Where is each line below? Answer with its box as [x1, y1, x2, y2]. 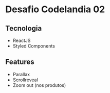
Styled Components [12, 43, 56, 49]
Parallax [12, 71, 30, 77]
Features [5, 58, 34, 66]
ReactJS [12, 37, 31, 43]
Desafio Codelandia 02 [5, 4, 105, 15]
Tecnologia [5, 24, 42, 33]
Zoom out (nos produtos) [12, 82, 66, 88]
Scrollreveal [12, 77, 39, 83]
